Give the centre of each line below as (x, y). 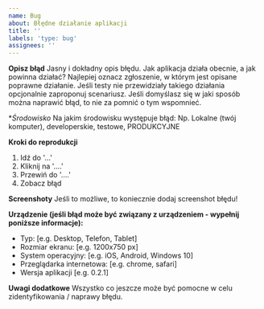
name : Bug (25, 16)
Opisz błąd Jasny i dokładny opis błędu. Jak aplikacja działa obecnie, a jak (132, 68)
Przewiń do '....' (45, 175)
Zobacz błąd (41, 183)
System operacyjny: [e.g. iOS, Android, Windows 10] (107, 256)
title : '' (25, 30)
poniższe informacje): (46, 223)
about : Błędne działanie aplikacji (68, 23)
